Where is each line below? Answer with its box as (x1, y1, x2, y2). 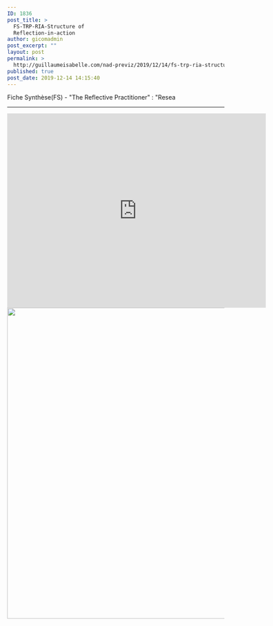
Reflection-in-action (13, 29, 76, 37)
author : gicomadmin (7, 36, 63, 43)
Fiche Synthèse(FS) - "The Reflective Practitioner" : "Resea (7, 93, 176, 102)
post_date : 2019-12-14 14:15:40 (7, 74, 100, 82)
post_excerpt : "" (7, 42, 57, 49)
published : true (7, 68, 54, 75)
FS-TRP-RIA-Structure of (13, 23, 85, 30)
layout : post (7, 49, 45, 56)
